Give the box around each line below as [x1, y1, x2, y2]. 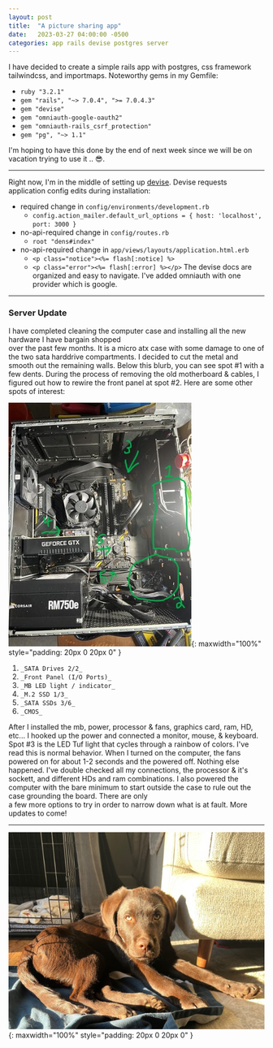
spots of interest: [8, 386, 66, 396]
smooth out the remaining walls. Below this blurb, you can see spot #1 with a [8, 360, 265, 370]
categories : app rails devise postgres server [8, 39, 169, 47]
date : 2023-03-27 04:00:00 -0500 [8, 30, 129, 38]
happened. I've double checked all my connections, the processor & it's [8, 764, 249, 775]
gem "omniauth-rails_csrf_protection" [19, 123, 152, 131]
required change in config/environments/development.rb [19, 201, 210, 211]
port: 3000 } [32, 220, 77, 229]
